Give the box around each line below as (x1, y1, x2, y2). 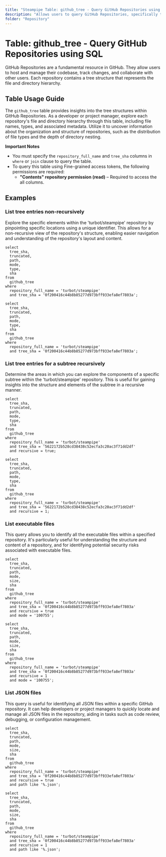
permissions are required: (12, 169, 65, 175)
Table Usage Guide (5, 94, 65, 103)
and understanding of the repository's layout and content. (5, 235, 123, 241)
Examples (5, 194, 36, 202)
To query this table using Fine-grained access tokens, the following (12, 163, 150, 169)
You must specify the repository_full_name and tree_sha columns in (12, 153, 152, 159)
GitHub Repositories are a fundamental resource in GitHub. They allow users (5, 65, 161, 71)
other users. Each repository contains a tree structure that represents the (5, 75, 154, 81)
